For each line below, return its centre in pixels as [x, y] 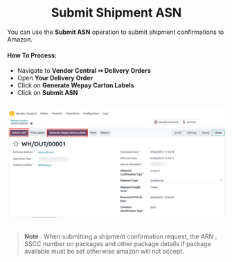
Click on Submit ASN [47, 93]
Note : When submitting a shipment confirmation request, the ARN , [121, 236]
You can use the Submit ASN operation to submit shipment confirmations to [116, 32]
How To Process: [32, 55]
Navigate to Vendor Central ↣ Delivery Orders [84, 71]
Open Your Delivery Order [55, 78]
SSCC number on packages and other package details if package [117, 243]
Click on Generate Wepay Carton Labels [75, 85]
